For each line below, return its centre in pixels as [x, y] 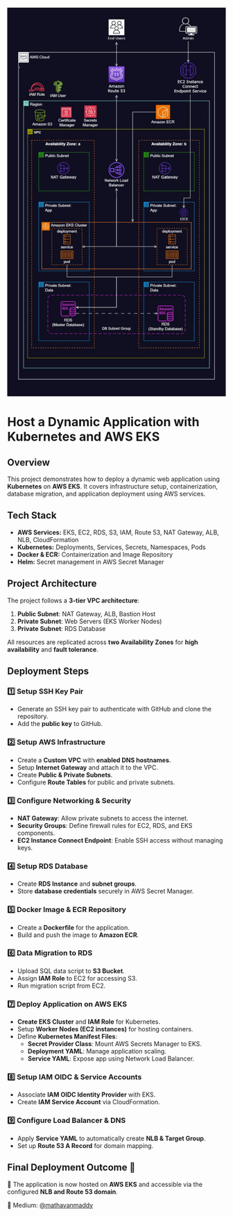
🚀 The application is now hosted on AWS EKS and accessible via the [105, 1184]
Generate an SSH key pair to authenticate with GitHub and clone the [114, 709]
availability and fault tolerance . [53, 649]
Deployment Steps [48, 672]
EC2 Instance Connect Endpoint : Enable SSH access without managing [120, 840]
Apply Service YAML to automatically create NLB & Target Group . [111, 1138]
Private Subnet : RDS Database [61, 628]
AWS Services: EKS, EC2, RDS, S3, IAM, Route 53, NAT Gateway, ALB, [118, 532]
